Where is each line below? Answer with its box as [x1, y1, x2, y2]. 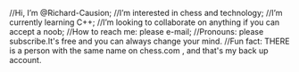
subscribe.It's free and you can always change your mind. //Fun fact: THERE [9, 36, 290, 46]
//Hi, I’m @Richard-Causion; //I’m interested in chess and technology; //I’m [9, 8, 283, 18]
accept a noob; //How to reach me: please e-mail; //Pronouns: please [9, 27, 264, 36]
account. [9, 55, 42, 65]
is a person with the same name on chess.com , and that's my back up [9, 45, 270, 56]
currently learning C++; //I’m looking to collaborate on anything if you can [9, 17, 280, 28]
